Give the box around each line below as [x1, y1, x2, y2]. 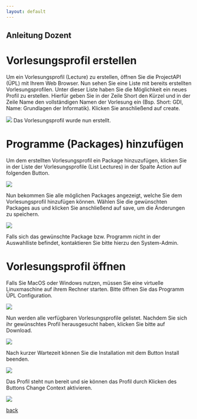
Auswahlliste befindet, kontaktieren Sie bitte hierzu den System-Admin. [6, 239, 179, 246]
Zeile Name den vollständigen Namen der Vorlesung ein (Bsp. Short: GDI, [6, 98, 183, 105]
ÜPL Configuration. [6, 292, 53, 299]
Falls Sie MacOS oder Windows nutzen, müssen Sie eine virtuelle [6, 279, 163, 286]
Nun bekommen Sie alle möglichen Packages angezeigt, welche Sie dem [6, 192, 182, 199]
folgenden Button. [6, 169, 50, 177]
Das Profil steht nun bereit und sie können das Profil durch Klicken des [6, 378, 177, 385]
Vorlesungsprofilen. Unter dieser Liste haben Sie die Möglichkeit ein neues [6, 86, 187, 93]
